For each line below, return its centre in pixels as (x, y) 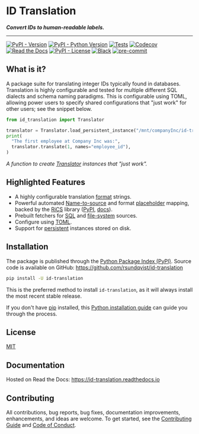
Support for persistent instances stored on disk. (73, 228)
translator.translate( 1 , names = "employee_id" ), (71, 147)
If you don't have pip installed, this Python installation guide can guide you (97, 307)
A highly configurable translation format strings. (73, 196)
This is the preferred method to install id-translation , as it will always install (99, 289)
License (21, 332)
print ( (14, 136)
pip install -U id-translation (45, 278)
